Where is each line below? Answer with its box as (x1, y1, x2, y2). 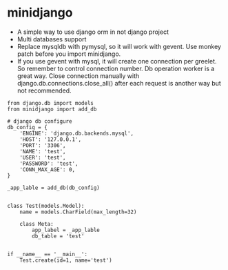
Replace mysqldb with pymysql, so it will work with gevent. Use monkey (17, 42, 222, 50)
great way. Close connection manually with (17, 71, 140, 80)
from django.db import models (7, 99, 94, 106)
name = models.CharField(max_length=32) (19, 209, 137, 215)
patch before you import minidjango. (17, 50, 121, 58)
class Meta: (19, 220, 54, 227)
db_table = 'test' (32, 233, 85, 240)
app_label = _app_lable (32, 226, 100, 233)
